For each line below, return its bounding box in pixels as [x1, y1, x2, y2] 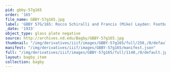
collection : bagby [5, 59, 44, 64]
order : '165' [5, 12, 33, 17]
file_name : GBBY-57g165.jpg [5, 17, 65, 22]
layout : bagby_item [5, 54, 47, 60]
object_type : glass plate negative [5, 31, 81, 36]
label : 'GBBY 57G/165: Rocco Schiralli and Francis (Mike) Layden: [5, 21, 152, 27]
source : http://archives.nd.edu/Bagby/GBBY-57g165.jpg [5, 36, 124, 41]
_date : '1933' [5, 26, 36, 31]
